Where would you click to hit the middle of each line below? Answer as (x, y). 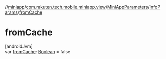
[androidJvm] (19, 46)
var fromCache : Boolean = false (38, 51)
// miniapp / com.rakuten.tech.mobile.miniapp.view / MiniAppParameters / (77, 7)
